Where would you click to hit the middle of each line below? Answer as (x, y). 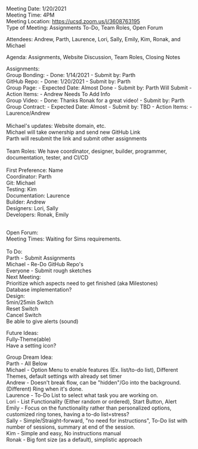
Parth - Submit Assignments (41, 258)
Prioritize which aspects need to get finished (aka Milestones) (82, 283)
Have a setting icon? (31, 345)
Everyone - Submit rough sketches (49, 270)
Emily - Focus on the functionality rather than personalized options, (89, 408)
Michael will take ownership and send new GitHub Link (73, 132)
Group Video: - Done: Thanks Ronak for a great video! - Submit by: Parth (95, 100)
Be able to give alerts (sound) (42, 321)
